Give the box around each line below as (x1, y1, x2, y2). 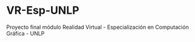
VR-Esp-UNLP (6, 4, 80, 17)
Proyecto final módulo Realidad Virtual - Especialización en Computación (6, 23, 190, 31)
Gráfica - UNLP (6, 29, 45, 37)
